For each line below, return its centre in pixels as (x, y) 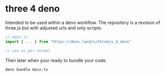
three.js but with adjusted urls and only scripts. (54, 27)
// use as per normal (28, 50)
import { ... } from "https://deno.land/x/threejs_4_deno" (68, 41)
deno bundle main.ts (27, 69)
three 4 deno (32, 9)
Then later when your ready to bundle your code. (56, 60)
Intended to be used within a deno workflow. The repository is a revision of (83, 22)
